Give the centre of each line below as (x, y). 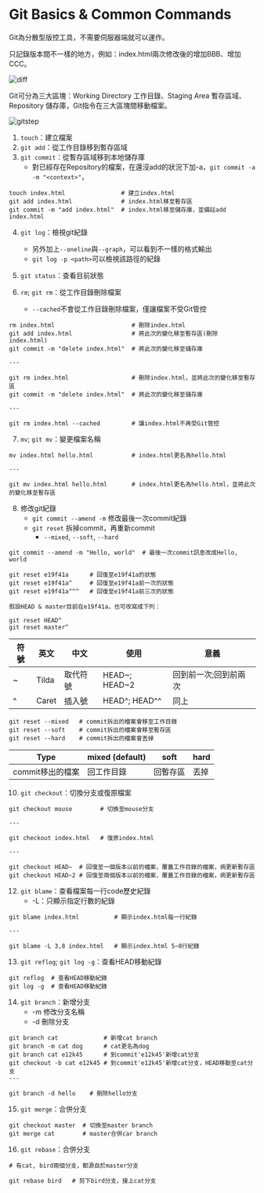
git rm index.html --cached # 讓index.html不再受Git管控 (114, 423)
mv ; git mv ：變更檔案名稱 (60, 439)
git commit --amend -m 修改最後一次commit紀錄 (109, 518)
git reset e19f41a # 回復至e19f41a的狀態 (83, 574)
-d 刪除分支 (51, 1021)
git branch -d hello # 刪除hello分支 (73, 1093)
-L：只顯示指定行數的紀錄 (73, 901)
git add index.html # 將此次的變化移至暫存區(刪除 (114, 333)
